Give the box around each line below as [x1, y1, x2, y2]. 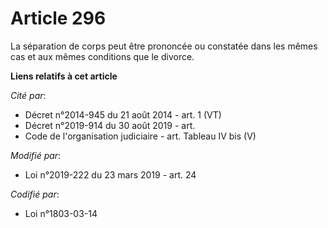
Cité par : [10, 89, 47, 101]
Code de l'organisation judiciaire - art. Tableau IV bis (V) [24, 130, 257, 142]
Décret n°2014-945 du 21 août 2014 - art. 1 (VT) [24, 108, 222, 121]
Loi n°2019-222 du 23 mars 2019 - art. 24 [24, 168, 197, 181]
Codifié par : [10, 188, 60, 200]
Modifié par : [10, 149, 62, 161]
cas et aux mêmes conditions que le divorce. [10, 50, 195, 62]
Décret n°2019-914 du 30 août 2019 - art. [24, 119, 196, 131]
